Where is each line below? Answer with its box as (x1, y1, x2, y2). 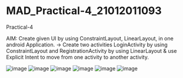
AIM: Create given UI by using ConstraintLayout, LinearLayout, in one (6, 35, 174, 42)
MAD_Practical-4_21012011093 (6, 4, 162, 18)
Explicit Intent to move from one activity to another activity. (6, 53, 149, 60)
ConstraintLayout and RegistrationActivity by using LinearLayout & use (6, 47, 177, 54)
